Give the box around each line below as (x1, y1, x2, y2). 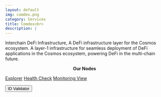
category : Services (5, 17, 46, 22)
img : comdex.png (5, 12, 39, 17)
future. (5, 56, 19, 62)
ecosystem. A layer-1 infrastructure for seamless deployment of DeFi (5, 45, 148, 51)
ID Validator (8, 86, 30, 91)
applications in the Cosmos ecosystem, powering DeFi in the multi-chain (5, 51, 155, 57)
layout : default (5, 7, 39, 13)
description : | (5, 26, 37, 31)
